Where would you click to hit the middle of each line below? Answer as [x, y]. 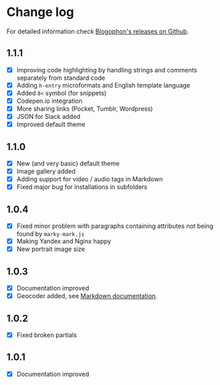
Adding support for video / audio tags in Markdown [90, 179]
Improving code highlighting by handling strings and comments [107, 69]
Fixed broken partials [46, 335]
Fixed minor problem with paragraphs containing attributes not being [115, 226]
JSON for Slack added [48, 117]
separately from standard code [61, 78]
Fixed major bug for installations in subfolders [82, 187]
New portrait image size [51, 249]
